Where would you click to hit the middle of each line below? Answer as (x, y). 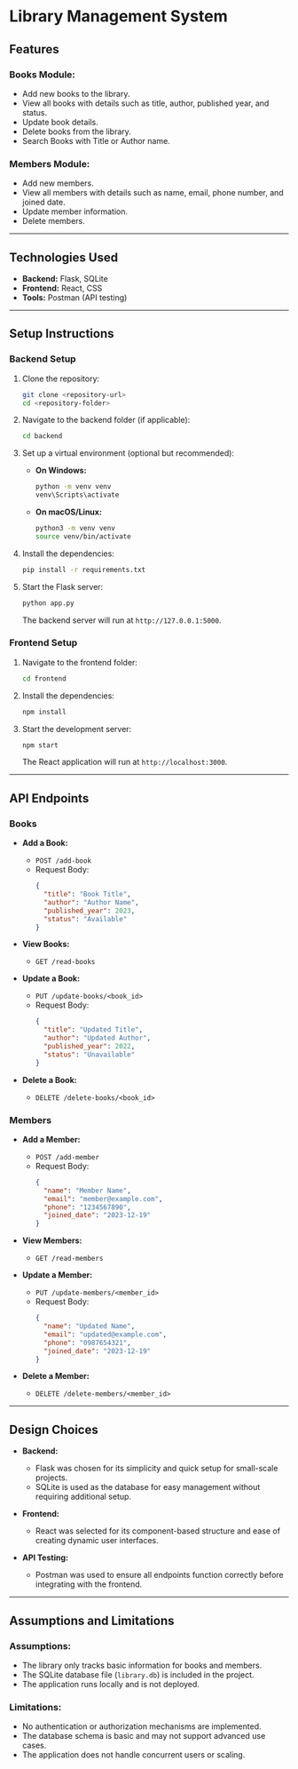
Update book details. (60, 122)
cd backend (42, 436)
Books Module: (42, 75)
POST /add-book (63, 861)
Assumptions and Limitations (92, 1620)
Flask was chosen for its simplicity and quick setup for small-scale (157, 1469)
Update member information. (75, 211)
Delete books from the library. (76, 131)
